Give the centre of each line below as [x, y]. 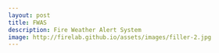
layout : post [29, 15]
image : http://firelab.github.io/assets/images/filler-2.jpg [110, 37]
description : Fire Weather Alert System [75, 30]
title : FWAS [27, 23]
